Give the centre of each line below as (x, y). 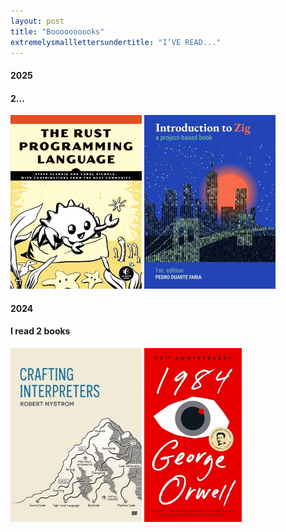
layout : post (37, 21)
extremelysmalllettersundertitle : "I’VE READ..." (116, 42)
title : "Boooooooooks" (57, 31)
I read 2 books (40, 331)
